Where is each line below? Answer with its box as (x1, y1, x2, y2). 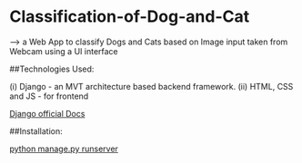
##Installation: (9, 125, 63, 137)
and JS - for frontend (9, 91, 89, 101)
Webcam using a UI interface (9, 45, 118, 56)
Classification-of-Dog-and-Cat (9, 6, 250, 27)
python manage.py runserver (9, 143, 118, 154)
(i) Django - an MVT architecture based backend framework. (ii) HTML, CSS (9, 81, 294, 91)
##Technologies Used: (9, 63, 95, 74)
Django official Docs (9, 108, 86, 119)
